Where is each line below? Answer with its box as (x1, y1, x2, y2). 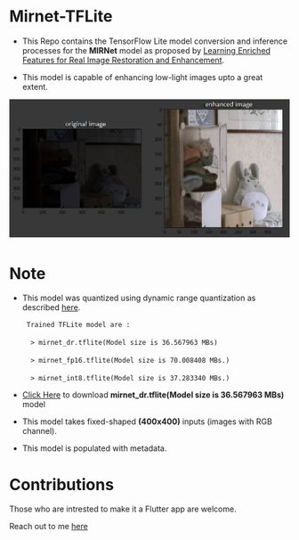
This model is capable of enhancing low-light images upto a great (21, 71, 263, 82)
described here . (21, 302, 81, 313)
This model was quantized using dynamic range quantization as (21, 292, 256, 304)
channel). (21, 426, 58, 437)
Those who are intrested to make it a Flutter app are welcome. (9, 503, 238, 514)
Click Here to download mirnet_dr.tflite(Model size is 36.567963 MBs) (21, 389, 285, 400)
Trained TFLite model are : (26, 321, 131, 330)
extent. (21, 81, 49, 92)
